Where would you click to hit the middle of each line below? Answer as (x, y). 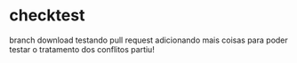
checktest (47, 16)
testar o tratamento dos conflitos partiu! (82, 49)
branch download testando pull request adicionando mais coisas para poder (149, 40)
